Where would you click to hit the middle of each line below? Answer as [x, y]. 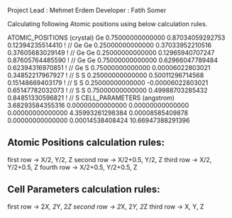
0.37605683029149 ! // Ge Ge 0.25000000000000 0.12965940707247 [111, 53]
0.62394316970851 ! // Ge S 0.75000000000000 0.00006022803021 [109, 68]
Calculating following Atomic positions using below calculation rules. [107, 24]
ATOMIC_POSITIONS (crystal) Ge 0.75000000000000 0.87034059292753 [116, 38]
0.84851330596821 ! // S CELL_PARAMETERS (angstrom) [91, 98]
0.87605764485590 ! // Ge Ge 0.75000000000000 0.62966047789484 [113, 60]
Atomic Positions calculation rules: [86, 143]
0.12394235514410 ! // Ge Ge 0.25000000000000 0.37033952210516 [109, 45]
